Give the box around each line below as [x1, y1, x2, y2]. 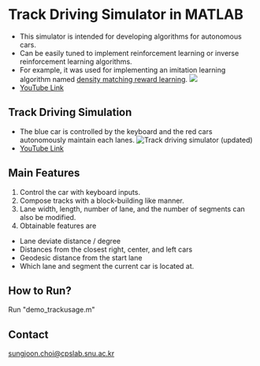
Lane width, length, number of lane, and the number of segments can [19, 204, 246, 214]
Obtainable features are [19, 221, 97, 230]
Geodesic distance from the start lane [19, 252, 143, 262]
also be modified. [19, 212, 76, 222]
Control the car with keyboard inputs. [19, 187, 140, 196]
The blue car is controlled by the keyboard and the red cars [19, 126, 213, 136]
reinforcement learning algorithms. [19, 57, 132, 66]
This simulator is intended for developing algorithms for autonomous [19, 32, 242, 41]
